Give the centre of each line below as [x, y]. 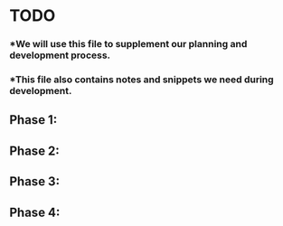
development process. [60, 55]
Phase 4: [35, 212]
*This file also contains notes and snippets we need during [141, 80]
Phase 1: [33, 120]
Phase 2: [35, 151]
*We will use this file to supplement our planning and [128, 44]
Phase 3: [35, 182]
